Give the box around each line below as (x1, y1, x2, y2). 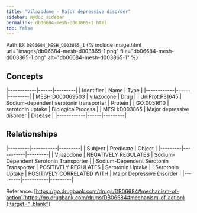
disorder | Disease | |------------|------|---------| (6, 112, 127, 119)
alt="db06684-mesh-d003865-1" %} (47, 54, 139, 61)
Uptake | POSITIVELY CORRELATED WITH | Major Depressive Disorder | (6, 170, 182, 177)
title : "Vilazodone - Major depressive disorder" (6, 8, 131, 15)
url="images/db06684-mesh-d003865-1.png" (6, 48, 120, 55)
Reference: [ (6, 188, 37, 195)
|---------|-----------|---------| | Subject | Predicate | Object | (6, 144, 157, 151)
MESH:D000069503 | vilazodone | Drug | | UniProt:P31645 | (35, 93, 182, 101)
